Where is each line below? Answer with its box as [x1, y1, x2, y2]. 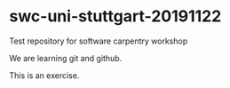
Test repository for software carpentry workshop [9, 36, 188, 46]
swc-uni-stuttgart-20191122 [9, 6, 222, 27]
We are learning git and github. [9, 52, 123, 63]
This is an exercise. [9, 69, 80, 81]
